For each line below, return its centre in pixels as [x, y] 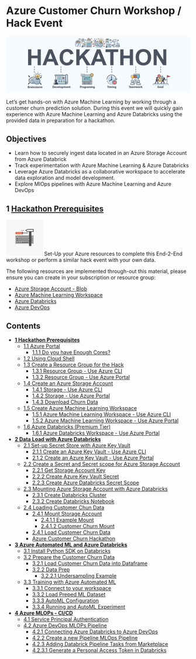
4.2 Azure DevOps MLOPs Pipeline [65, 625]
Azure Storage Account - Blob [51, 289]
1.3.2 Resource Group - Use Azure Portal [81, 377]
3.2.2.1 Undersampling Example [79, 575]
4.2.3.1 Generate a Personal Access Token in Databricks [99, 650]
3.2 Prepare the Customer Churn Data [69, 557]
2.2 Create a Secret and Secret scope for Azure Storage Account [102, 464]
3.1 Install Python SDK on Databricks [67, 551]
